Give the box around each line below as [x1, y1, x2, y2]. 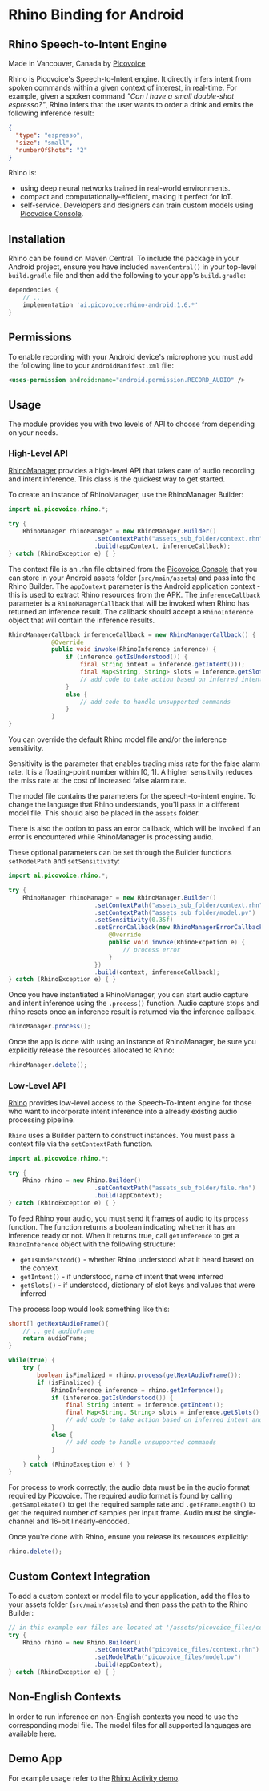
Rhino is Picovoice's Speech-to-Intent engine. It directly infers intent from [8, 74, 251, 83]
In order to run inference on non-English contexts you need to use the [8, 1712, 239, 1721]
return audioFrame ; [22, 1334, 88, 1342]
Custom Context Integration [8, 1570, 151, 1584]
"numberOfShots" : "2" [15, 146, 88, 154]
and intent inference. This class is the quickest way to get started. [8, 474, 226, 484]
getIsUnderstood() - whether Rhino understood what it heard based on [19, 1254, 255, 1264]
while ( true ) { [8, 1356, 56, 1365]
